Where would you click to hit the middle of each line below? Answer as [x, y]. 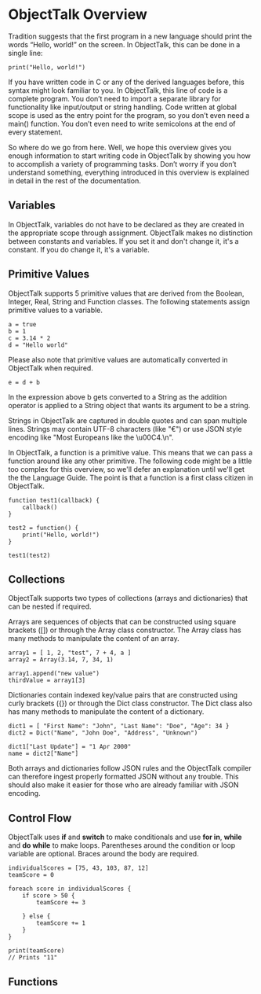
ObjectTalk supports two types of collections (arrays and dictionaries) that [128, 598]
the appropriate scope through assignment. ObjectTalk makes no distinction [130, 233]
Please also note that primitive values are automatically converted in [118, 359]
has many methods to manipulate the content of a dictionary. [106, 712]
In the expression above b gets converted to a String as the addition [118, 397]
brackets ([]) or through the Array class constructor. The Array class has [125, 630]
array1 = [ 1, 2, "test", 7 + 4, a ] [70, 653]
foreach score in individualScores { [70, 889]
